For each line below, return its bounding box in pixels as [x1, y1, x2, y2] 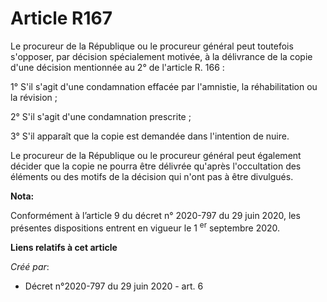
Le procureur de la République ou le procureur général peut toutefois [10, 40, 294, 52]
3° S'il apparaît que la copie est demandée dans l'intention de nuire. [10, 130, 290, 142]
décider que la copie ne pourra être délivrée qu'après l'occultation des [10, 160, 302, 172]
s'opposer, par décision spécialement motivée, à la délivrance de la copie [10, 50, 313, 62]
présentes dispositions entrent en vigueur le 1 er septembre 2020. [10, 220, 281, 234]
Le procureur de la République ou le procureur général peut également [10, 149, 302, 161]
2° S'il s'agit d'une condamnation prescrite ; [10, 110, 192, 122]
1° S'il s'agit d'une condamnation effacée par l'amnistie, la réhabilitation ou [10, 80, 318, 92]
